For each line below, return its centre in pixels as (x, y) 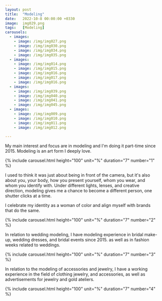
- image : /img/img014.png (40, 64)
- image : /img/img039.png (40, 91)
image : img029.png (25, 23)
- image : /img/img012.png (40, 127)
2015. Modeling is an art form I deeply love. (48, 151)
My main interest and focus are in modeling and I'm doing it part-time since (80, 146)
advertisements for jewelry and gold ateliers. (50, 280)
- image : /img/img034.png (40, 50)
